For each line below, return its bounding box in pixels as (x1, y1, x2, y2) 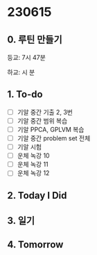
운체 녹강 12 (17, 169, 50, 177)
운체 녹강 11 (17, 161, 48, 169)
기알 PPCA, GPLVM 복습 (17, 125, 85, 133)
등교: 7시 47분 (7, 54, 46, 61)
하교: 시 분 (7, 68, 35, 76)
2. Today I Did (7, 189, 67, 201)
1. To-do (7, 88, 43, 101)
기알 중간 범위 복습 (17, 116, 68, 125)
